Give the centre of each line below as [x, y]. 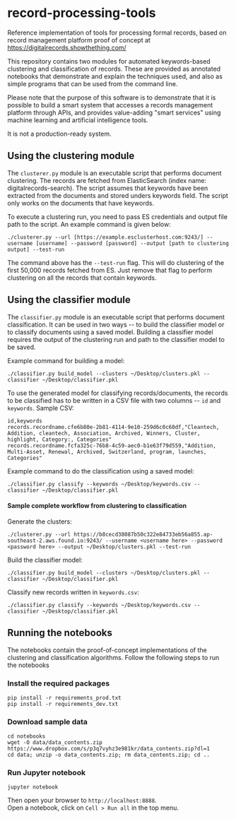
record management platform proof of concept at [79, 40]
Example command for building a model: [66, 360]
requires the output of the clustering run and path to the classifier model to [116, 339]
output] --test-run [36, 249]
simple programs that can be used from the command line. [93, 83]
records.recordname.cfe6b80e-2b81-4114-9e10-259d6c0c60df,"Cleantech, [113, 427]
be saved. [22, 347]
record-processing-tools [82, 13]
